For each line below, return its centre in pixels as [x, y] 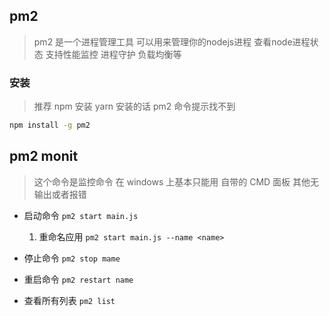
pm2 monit [44, 156]
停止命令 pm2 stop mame [72, 258]
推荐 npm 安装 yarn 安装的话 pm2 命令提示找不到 [134, 106]
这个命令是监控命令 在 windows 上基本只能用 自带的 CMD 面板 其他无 [176, 181]
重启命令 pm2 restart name [78, 279]
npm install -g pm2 [50, 125]
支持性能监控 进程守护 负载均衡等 [113, 54]
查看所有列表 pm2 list [69, 300]
